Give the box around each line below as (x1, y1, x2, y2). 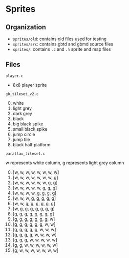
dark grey (12, 110, 32, 116)
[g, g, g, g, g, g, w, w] (12, 221, 56, 227)
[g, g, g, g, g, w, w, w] (12, 226, 56, 232)
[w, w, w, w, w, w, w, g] (12, 174, 58, 180)
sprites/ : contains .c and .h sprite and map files (12, 47, 111, 52)
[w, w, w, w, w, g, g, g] (12, 185, 57, 190)
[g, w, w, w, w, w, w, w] (12, 247, 59, 253)
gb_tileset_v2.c (5, 92, 39, 96)
